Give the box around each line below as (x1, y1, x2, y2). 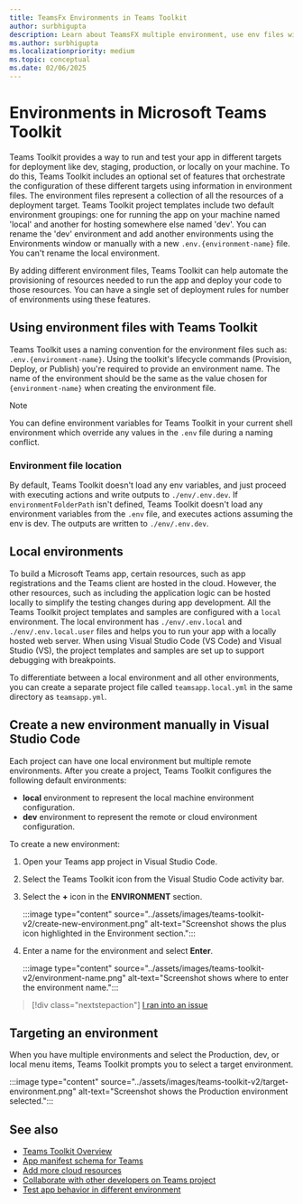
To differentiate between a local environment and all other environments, (9, 672, 280, 683)
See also (9, 1122, 59, 1137)
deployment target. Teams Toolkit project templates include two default (9, 200, 275, 210)
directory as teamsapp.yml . (9, 691, 107, 702)
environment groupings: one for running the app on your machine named (9, 209, 280, 219)
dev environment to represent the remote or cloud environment (22, 811, 258, 822)
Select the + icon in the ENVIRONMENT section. (22, 891, 203, 901)
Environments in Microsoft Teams (9, 103, 268, 123)
